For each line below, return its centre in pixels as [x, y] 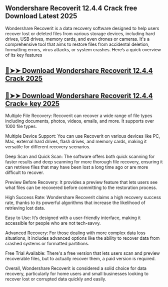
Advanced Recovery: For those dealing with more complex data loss [75, 233]
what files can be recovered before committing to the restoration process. [81, 187]
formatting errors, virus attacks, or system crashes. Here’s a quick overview [83, 49]
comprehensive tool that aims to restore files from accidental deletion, [77, 44]
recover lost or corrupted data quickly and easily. [56, 279]
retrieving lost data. [25, 208]
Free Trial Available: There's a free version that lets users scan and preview [82, 253]
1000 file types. [21, 126]
